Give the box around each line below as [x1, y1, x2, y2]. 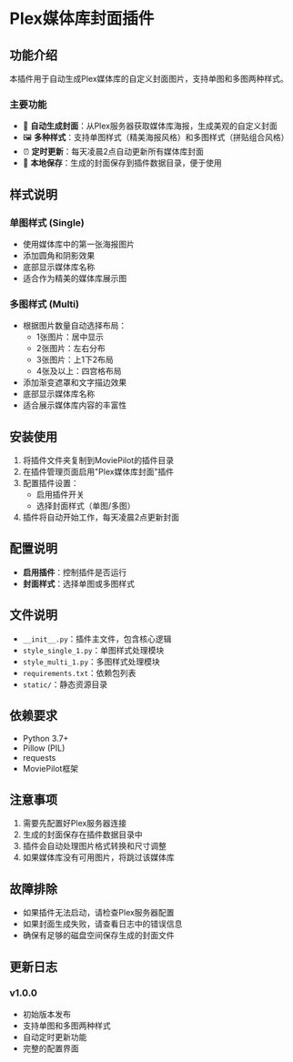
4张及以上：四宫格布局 [35, 366, 122, 377]
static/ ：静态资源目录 [22, 679, 107, 690]
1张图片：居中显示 [35, 331, 105, 342]
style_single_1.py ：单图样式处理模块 [22, 644, 165, 655]
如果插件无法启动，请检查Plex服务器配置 [22, 907, 175, 918]
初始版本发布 [22, 1008, 71, 1019]
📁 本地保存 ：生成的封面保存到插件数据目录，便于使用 [22, 157, 222, 168]
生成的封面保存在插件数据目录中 [22, 829, 143, 840]
